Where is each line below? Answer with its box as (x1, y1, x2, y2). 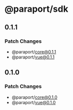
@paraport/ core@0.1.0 (11, 94, 57, 100)
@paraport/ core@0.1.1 (11, 49, 56, 55)
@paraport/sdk (4, 3, 69, 15)
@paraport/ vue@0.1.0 (11, 99, 56, 105)
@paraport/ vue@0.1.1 (11, 54, 55, 60)
